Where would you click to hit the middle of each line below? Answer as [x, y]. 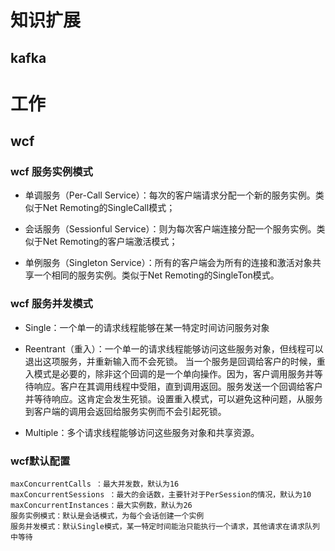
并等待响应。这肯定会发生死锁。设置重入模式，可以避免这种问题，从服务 [173, 398]
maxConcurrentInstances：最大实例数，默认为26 [101, 506]
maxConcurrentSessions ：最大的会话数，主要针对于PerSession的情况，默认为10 [161, 495]
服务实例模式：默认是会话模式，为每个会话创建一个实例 [107, 516]
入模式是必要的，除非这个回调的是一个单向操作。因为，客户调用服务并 [169, 373]
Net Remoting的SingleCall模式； [109, 208]
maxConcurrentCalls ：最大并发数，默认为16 [95, 484]
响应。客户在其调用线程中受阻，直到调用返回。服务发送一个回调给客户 [178, 386]
